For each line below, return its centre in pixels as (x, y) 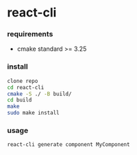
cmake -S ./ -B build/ (39, 94)
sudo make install (33, 113)
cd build (20, 100)
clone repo (23, 81)
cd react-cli (26, 87)
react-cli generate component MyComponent (68, 145)
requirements (30, 34)
